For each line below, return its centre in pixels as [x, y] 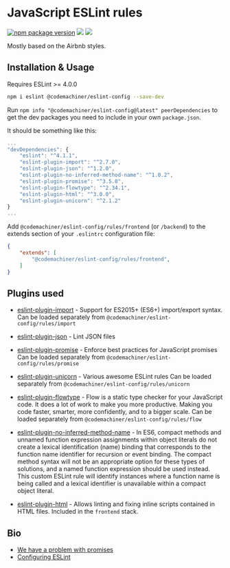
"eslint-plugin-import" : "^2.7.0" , [70, 162]
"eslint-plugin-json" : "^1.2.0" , [67, 169]
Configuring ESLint [44, 557]
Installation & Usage [51, 68]
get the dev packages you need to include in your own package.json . [104, 117]
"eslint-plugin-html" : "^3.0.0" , [67, 194]
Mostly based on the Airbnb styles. [57, 45]
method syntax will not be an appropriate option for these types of [111, 461]
